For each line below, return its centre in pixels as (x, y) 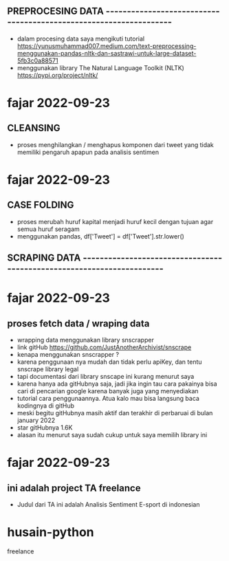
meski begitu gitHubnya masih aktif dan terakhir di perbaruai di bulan (115, 413)
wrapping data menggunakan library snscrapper (86, 340)
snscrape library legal (48, 369)
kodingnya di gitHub (45, 406)
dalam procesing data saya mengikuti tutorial (81, 38)
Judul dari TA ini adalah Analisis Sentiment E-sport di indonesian (108, 505)
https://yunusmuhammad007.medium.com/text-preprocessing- (107, 46)
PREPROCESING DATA (56, 11)
